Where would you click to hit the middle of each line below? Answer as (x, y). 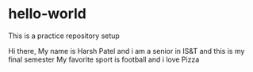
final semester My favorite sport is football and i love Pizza (104, 59)
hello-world (48, 14)
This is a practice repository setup (64, 36)
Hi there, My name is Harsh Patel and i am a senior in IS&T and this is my (126, 51)
